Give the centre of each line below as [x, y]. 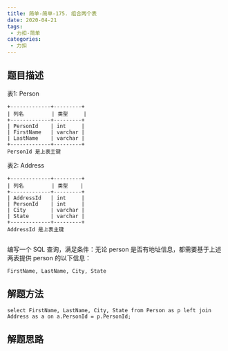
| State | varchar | [46, 216]
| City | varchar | [46, 210]
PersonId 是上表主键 [34, 152]
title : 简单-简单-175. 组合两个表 [52, 13]
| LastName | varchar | [46, 138]
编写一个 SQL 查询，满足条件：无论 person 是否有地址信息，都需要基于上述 [114, 249]
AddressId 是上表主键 [36, 229]
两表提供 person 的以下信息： [49, 258]
